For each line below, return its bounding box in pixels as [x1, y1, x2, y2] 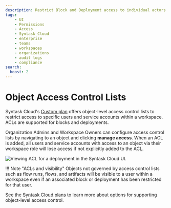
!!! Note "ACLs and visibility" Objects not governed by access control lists [5, 165, 160, 172]
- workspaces [14, 46, 42, 51]
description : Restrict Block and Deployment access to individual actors [5, 7, 166, 13]
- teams [14, 41, 31, 46]
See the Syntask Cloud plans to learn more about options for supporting [5, 192, 157, 198]
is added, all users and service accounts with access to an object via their [5, 140, 161, 146]
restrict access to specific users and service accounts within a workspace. [5, 114, 163, 120]
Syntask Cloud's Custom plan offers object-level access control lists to [5, 108, 155, 114]
